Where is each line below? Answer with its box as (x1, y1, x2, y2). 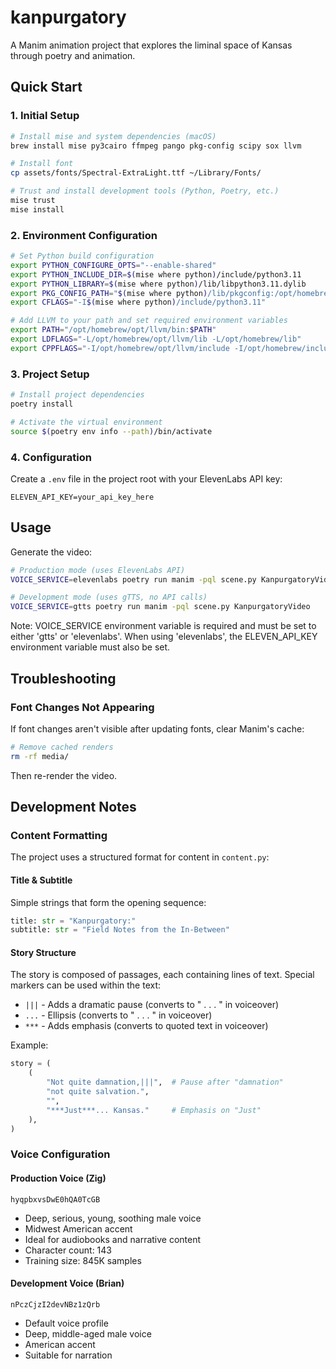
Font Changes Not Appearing (10, 700, 155, 714)
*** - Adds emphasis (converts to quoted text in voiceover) (24, 1020, 269, 1032)
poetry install (10, 399, 74, 409)
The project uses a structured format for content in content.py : (10, 851, 270, 863)
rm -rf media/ (10, 751, 70, 761)
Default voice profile (24, 1317, 109, 1329)
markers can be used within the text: (10, 979, 162, 991)
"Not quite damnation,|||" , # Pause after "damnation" (46, 1077, 284, 1088)
